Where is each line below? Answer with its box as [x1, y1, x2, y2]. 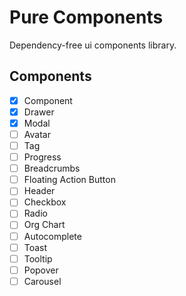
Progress [23, 151, 62, 163]
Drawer [23, 106, 55, 118]
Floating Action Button [23, 174, 116, 186]
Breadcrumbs [23, 162, 81, 175]
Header [23, 185, 56, 197]
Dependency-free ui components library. [9, 39, 177, 51]
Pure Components [9, 6, 164, 29]
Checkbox [23, 196, 67, 208]
